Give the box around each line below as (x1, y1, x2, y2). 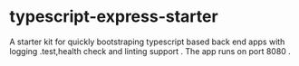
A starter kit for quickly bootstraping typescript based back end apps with (9, 36, 285, 47)
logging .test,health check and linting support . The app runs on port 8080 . (9, 45, 292, 56)
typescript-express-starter (9, 6, 219, 27)
